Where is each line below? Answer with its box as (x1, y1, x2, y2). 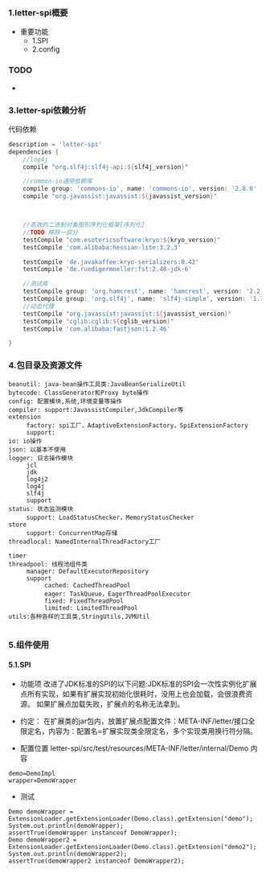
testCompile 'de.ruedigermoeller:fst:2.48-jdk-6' (22, 266, 193, 274)
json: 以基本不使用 (8, 445, 67, 454)
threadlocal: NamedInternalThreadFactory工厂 (8, 537, 161, 546)
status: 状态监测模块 (8, 504, 74, 513)
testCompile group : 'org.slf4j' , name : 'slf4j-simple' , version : (22, 295, 247, 303)
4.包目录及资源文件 (8, 360, 83, 371)
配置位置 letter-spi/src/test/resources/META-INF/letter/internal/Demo (19, 743, 249, 753)
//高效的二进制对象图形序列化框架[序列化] (22, 221, 145, 229)
